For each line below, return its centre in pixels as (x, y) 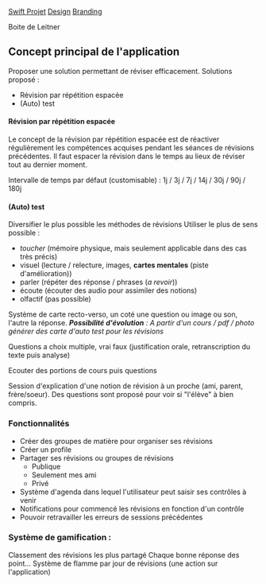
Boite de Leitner (34, 27)
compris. (23, 403)
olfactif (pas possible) (55, 299)
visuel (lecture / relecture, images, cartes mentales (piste (114, 265)
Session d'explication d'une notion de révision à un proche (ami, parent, (126, 386)
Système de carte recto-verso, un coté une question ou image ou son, (123, 314)
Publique (46, 466)
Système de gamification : (60, 538)
